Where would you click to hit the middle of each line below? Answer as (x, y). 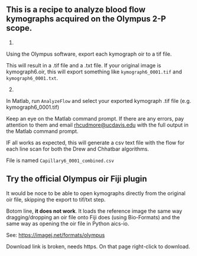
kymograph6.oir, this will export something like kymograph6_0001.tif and (94, 72)
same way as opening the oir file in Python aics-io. (68, 223)
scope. (19, 28)
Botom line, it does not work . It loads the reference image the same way (94, 211)
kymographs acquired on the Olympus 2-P (86, 19)
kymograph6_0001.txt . (32, 78)
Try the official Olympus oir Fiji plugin (77, 179)
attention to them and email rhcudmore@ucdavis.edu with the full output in (97, 125)
